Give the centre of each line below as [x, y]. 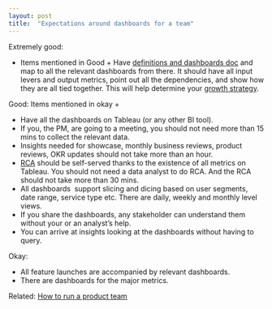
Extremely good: [36, 46]
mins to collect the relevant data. [75, 137]
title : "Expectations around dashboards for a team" [101, 24]
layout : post [30, 16]
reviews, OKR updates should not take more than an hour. [117, 154]
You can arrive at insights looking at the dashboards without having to [137, 231]
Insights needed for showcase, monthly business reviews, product [131, 145]
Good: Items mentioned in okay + [64, 104]
